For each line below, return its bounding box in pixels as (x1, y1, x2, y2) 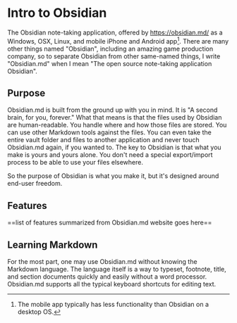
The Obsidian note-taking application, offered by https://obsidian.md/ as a (7, 28, 224, 37)
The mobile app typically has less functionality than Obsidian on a (17, 300, 209, 309)
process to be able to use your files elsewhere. (7, 158, 143, 167)
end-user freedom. (7, 179, 63, 188)
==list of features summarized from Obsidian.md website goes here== (7, 218, 212, 227)
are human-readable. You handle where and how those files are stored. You (7, 121, 227, 129)
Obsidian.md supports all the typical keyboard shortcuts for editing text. (7, 280, 217, 289)
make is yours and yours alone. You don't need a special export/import (7, 151, 213, 159)
